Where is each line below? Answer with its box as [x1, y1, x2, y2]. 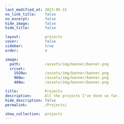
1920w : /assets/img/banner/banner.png [14, 71, 109, 76]
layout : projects [5, 34, 63, 39]
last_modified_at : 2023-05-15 [5, 7, 67, 12]
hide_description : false [5, 98, 56, 103]
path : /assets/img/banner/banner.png [9, 62, 109, 66]
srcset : [9, 66, 26, 71]
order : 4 [5, 48, 48, 53]
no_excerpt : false [5, 16, 56, 21]
